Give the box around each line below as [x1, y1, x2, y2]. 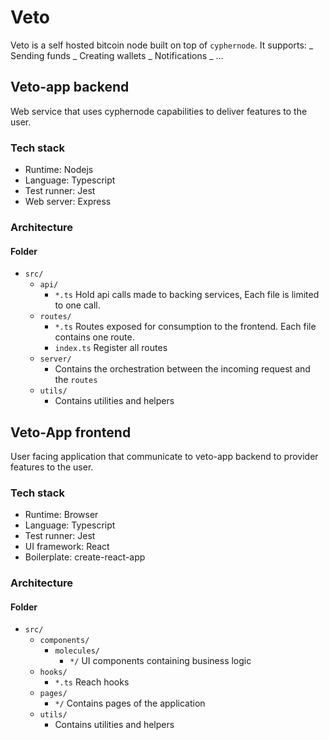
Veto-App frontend [10, 424, 132, 441]
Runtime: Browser [24, 509, 99, 521]
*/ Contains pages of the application [54, 697, 206, 710]
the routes [54, 374, 98, 386]
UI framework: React [24, 541, 110, 553]
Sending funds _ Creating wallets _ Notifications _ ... [10, 49, 224, 61]
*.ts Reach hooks [54, 676, 130, 688]
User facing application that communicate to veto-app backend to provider [10, 450, 319, 462]
